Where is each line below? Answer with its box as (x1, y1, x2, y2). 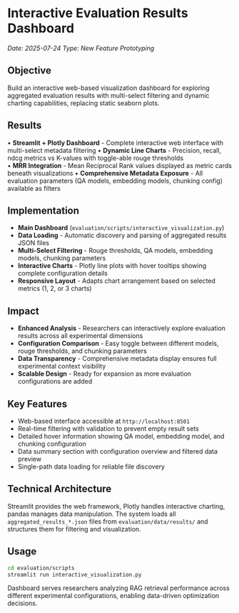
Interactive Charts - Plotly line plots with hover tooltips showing (17, 261, 207, 270)
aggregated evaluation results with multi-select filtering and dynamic (7, 91, 210, 99)
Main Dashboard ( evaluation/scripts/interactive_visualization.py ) (17, 224, 225, 232)
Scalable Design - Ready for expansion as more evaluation (17, 369, 191, 378)
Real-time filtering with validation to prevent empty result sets (17, 424, 200, 433)
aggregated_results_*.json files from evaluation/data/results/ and (7, 517, 208, 526)
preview (17, 455, 41, 463)
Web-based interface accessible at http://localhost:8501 (17, 417, 190, 425)
